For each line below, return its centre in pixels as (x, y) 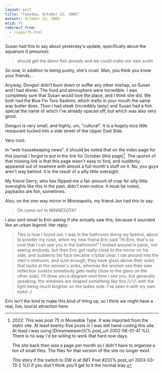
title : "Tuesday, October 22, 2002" (42, 14)
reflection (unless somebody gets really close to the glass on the (82, 271)
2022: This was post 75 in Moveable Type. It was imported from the (80, 320)
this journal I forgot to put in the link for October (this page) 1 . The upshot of (81, 155)
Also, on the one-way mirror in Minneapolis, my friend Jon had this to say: (80, 200)
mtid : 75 (14, 23)
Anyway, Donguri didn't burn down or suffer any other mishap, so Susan (78, 85)
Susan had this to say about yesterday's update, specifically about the (76, 46)
